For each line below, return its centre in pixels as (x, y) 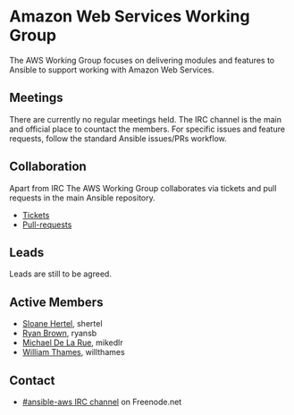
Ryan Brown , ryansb (59, 334)
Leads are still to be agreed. (60, 274)
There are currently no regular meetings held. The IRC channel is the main (145, 119)
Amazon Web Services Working (130, 17)
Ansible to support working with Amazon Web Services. (112, 70)
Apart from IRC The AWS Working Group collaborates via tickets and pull (143, 188)
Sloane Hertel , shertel (62, 324)
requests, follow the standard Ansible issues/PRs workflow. (118, 138)
